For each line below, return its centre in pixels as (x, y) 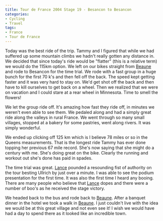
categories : (17, 14)
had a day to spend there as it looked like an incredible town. (66, 213)
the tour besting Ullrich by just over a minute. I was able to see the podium (80, 173)
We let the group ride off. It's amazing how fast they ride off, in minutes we (80, 107)
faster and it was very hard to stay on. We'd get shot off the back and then (80, 82)
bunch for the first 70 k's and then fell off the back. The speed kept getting (80, 77)
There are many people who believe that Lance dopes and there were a (77, 183)
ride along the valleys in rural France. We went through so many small (75, 117)
